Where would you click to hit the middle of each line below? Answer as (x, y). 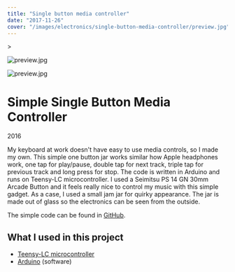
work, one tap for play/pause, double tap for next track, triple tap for (106, 164)
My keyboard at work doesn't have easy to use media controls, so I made (113, 150)
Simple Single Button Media (89, 102)
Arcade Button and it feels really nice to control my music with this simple (113, 187)
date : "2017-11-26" (36, 20)
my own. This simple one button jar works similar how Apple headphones (113, 157)
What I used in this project (65, 237)
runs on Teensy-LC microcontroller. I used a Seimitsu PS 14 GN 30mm (108, 180)
